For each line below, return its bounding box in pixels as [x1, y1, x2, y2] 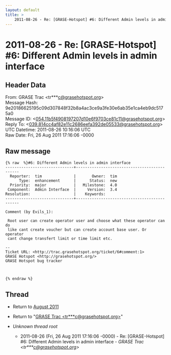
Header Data [5, 80, 46, 89]
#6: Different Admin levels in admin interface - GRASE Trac [20, 339, 144, 344]
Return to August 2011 [12, 304, 59, 310]
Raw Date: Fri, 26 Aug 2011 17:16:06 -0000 [5, 132, 94, 138]
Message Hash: [5, 100, 38, 106]
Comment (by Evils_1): [5, 209, 53, 214]
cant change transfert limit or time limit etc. [7, 236, 113, 241]
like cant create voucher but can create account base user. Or [7, 227, 147, 232]
